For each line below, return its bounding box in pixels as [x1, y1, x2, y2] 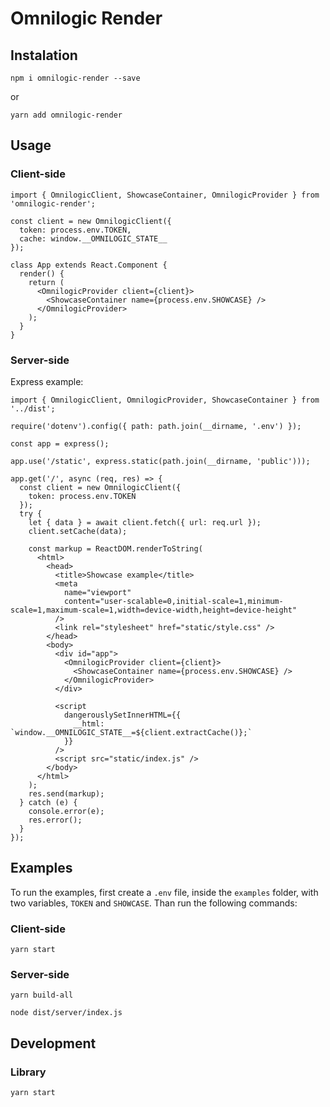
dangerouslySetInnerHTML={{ [63, 710, 182, 720]
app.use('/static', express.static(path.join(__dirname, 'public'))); [10, 456, 311, 466]
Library [10, 1065, 47, 1079]
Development [10, 1035, 97, 1052]
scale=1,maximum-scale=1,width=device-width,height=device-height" [10, 605, 298, 615]
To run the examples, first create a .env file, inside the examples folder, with [10, 886, 319, 898]
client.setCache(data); [28, 526, 128, 536]
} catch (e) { [19, 797, 78, 807]
